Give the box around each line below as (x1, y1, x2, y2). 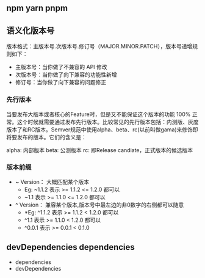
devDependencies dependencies (6, 242, 135, 252)
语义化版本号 (6, 25, 55, 35)
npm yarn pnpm (6, 3, 68, 13)
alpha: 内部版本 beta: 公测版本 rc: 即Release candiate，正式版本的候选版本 (6, 146, 193, 153)
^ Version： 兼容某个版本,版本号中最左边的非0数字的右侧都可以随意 (15, 201, 184, 208)
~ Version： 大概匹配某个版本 (15, 178, 90, 185)
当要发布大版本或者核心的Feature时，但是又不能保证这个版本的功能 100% (6, 111, 191, 118)
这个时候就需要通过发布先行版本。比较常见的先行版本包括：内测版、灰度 (16, 118, 199, 125)
